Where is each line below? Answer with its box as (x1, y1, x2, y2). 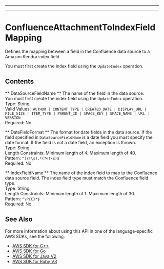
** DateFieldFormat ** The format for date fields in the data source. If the (5, 129, 152, 135)
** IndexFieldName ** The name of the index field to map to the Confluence (5, 170, 158, 176)
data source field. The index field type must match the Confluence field (5, 175, 149, 181)
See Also (5, 215, 33, 224)
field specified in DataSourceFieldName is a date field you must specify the (5, 134, 153, 140)
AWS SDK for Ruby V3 (12, 258, 57, 264)
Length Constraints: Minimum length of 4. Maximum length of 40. (5, 150, 137, 156)
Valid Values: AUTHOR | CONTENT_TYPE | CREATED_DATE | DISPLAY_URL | (5, 106, 147, 112)
